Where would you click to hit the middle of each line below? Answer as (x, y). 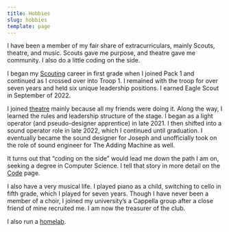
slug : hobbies (27, 20)
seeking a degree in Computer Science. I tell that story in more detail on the (114, 166)
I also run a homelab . (37, 222)
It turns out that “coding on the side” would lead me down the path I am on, (113, 159)
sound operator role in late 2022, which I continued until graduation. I (105, 130)
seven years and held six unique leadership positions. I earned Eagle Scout (113, 88)
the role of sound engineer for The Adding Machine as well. (91, 146)
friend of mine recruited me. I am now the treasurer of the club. (96, 208)
